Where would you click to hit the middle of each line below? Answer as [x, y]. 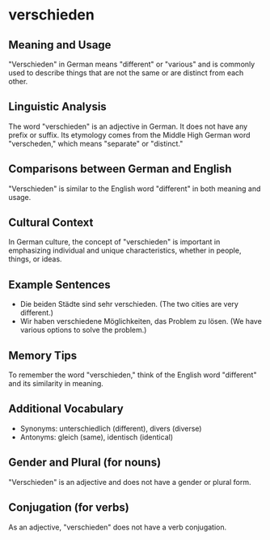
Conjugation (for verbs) [69, 508]
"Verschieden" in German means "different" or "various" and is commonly [132, 64]
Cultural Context [51, 223]
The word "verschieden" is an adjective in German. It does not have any [128, 126]
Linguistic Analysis [57, 107]
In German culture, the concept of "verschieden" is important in [114, 242]
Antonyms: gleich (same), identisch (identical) [97, 437]
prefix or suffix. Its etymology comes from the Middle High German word [129, 134]
